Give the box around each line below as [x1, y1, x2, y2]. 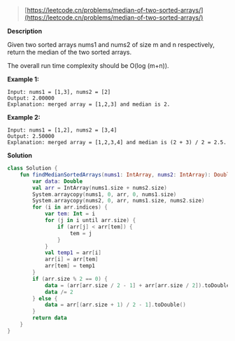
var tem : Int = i [44, 210, 96, 218]
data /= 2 [44, 288, 73, 295]
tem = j [69, 230, 92, 237]
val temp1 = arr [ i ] [44, 249, 101, 256]
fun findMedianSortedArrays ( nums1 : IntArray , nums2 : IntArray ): [20, 171, 211, 178]
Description [7, 27, 43, 35]
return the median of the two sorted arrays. [7, 48, 131, 56]
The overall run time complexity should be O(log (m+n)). [7, 62, 169, 69]
